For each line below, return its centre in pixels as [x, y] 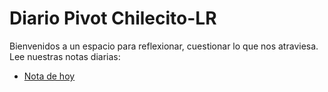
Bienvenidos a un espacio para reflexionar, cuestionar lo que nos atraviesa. [164, 46]
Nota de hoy [49, 76]
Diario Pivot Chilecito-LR [113, 18]
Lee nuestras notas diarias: [65, 56]
